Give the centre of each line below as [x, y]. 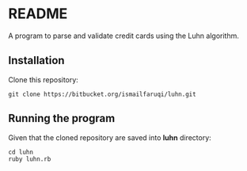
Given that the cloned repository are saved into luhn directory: [110, 137]
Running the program [62, 118]
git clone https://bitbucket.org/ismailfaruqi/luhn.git [102, 94]
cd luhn [21, 152]
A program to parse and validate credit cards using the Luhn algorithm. [123, 36]
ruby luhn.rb [30, 159]
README [38, 14]
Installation [36, 61]
